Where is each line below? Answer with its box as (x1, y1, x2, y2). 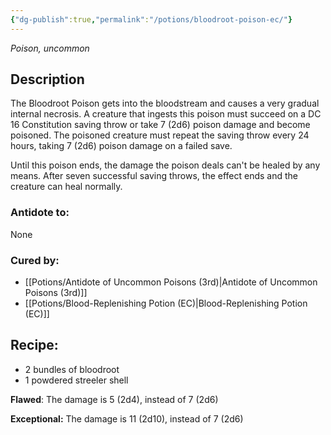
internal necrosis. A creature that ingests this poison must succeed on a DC (10, 108, 322, 120)
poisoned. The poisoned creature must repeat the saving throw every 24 (10, 129, 310, 141)
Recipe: (10, 337, 59, 354)
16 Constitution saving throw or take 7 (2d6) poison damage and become (10, 119, 311, 131)
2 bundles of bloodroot (24, 363, 120, 375)
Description (10, 71, 85, 88)
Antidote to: (10, 206, 70, 220)
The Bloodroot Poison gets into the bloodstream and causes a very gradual (10, 97, 320, 110)
